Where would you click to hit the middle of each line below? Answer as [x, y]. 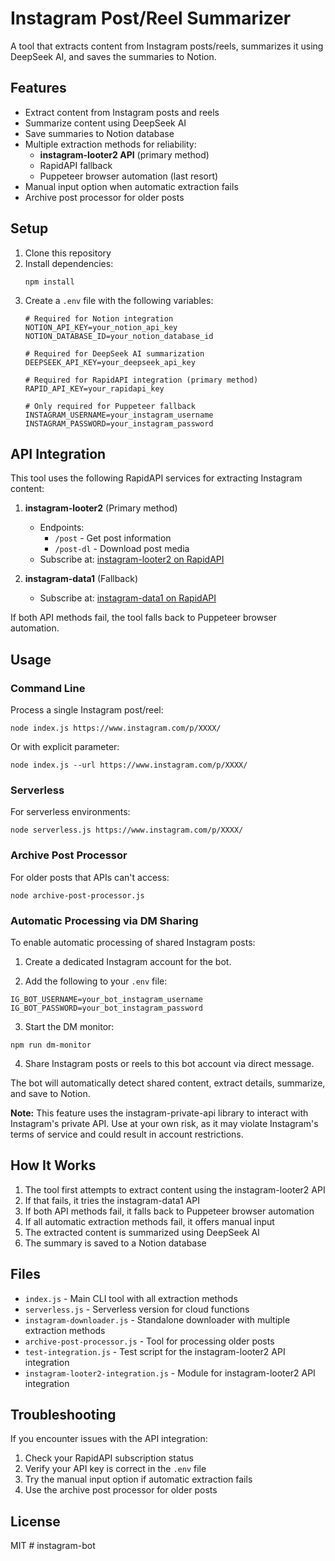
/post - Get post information [113, 538]
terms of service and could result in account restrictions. [127, 1134]
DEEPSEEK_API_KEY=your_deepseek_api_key [110, 362]
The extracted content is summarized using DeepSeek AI [142, 1232]
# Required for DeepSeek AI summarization [114, 353]
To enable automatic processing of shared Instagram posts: [133, 942]
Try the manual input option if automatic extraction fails [138, 1479]
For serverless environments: [70, 812]
